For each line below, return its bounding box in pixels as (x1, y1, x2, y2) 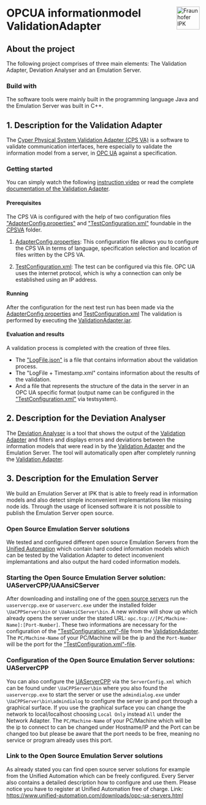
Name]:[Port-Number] (6, 622, 59, 629)
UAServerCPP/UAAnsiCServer (6, 581, 100, 589)
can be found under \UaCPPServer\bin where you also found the (6, 684, 167, 691)
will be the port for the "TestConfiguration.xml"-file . (6, 640, 137, 648)
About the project (6, 44, 75, 54)
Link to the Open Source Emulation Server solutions (6, 752, 164, 760)
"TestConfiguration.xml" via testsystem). (15, 395, 118, 403)
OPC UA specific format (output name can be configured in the (15, 389, 175, 396)
